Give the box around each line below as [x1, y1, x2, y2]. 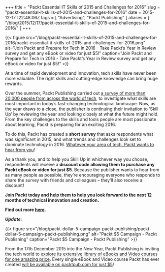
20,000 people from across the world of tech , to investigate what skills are [5, 95, 156, 101]
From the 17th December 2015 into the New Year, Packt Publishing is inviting [5, 246, 160, 251]
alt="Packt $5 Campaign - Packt [91, 231, 157, 237]
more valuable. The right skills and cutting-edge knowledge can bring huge [5, 76, 158, 81]
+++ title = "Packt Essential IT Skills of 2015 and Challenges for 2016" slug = [5, 4, 160, 10]
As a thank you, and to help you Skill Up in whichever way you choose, [5, 156, 149, 162]
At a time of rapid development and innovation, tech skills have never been [5, 70, 157, 76]
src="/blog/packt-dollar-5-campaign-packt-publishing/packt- [26, 226, 152, 232]
